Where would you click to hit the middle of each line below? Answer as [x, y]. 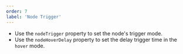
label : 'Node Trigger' [34, 17]
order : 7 [17, 11]
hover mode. [30, 46]
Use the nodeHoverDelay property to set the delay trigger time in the [96, 39]
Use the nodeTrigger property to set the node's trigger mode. [89, 33]
